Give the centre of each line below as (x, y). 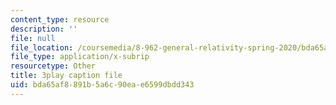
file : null (33, 38)
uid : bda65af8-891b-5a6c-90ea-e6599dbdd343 (102, 85)
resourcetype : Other (53, 66)
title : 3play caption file (66, 76)
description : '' (44, 29)
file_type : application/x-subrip (80, 57)
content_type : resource (60, 19)
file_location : (42, 47)
